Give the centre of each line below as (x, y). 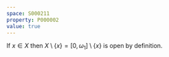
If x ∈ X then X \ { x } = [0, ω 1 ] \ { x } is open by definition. (84, 47)
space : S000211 (28, 13)
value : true (23, 26)
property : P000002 (33, 20)
